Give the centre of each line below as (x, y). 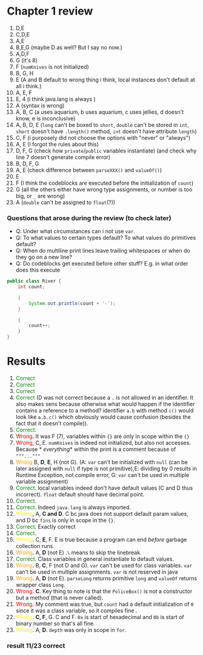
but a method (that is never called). (59, 598)
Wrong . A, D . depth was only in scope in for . (71, 630)
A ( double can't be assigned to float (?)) (65, 202)
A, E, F (24, 92)
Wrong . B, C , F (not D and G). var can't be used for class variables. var (104, 566)
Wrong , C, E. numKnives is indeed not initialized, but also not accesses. (103, 443)
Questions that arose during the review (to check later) (89, 218)
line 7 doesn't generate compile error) (63, 157)
